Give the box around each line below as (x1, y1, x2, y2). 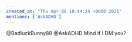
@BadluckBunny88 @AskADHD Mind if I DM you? (6, 29, 126, 36)
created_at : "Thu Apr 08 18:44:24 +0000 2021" (6, 8, 122, 14)
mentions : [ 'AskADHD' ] (6, 14, 62, 20)
